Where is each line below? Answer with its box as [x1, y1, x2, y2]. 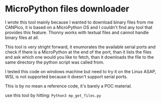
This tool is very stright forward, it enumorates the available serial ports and [5, 44, 156, 50]
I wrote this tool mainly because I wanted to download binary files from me [5, 19, 154, 25]
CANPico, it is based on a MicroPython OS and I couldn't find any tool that [5, 24, 152, 30]
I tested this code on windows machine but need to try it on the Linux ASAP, [5, 68, 156, 74]
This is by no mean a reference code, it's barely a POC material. [5, 83, 132, 89]
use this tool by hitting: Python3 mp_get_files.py [5, 92, 102, 98]
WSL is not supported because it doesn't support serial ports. [5, 74, 128, 79]
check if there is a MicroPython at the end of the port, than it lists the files [5, 49, 152, 55]
